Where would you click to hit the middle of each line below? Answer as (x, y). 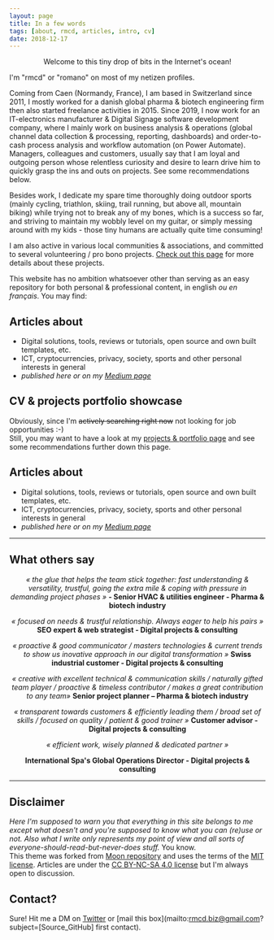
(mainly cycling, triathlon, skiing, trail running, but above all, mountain (126, 204)
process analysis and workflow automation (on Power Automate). (137, 145)
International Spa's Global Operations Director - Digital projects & (137, 760)
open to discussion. (42, 873)
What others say (52, 560)
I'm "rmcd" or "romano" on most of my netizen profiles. (102, 77)
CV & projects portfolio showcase (96, 401)
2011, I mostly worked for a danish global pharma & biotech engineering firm (137, 102)
